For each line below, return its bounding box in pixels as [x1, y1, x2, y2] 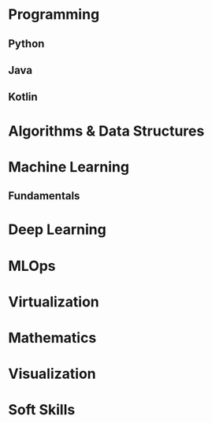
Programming [8, 6, 100, 24]
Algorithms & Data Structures [8, 122, 205, 139]
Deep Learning [8, 221, 106, 239]
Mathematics [8, 328, 97, 347]
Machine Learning [8, 158, 130, 176]
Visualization [8, 365, 96, 383]
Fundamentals [8, 189, 80, 202]
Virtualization [8, 293, 100, 310]
